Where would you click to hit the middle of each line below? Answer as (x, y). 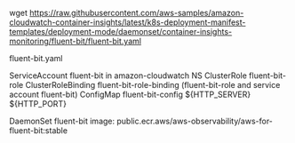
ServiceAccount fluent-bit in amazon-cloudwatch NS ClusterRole (128, 75)
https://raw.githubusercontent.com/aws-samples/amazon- (137, 13)
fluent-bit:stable (39, 131)
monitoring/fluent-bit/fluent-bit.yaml (76, 41)
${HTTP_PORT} (38, 104)
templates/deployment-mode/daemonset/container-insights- (121, 32)
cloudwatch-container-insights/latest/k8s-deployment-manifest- (128, 22)
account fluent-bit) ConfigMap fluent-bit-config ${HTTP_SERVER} (130, 94)
